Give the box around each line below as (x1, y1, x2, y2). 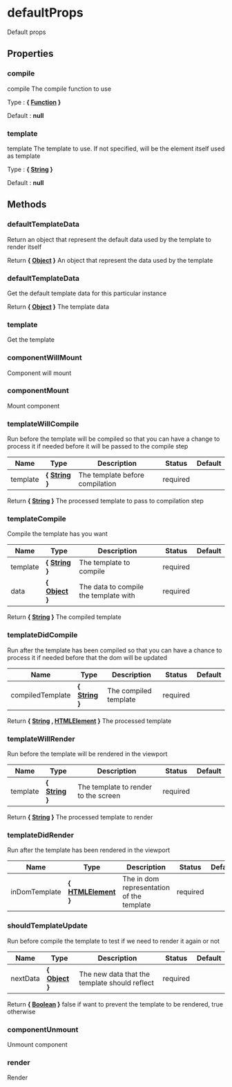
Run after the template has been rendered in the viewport (7, 846, 171, 854)
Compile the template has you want (7, 530, 108, 538)
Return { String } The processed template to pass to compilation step (7, 497, 204, 505)
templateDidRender (7, 830, 75, 840)
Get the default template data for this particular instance (7, 289, 167, 297)
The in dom (122, 874, 159, 884)
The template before (78, 470, 145, 480)
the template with (79, 591, 136, 600)
